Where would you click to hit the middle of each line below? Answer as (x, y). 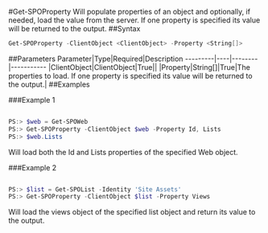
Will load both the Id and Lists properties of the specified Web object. (124, 152)
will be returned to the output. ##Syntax (74, 29)
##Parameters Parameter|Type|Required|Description (96, 59)
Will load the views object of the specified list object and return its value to (132, 212)
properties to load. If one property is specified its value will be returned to (130, 76)
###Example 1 (32, 100)
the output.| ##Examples (49, 84)
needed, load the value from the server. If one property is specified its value (134, 20)
